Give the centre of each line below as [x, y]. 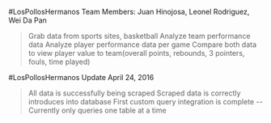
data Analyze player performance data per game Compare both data [142, 45]
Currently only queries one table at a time [97, 110]
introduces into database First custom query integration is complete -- [145, 102]
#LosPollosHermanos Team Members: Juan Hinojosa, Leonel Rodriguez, [129, 12]
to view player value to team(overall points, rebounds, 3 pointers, [136, 53]
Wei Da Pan [28, 20]
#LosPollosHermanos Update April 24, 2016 [81, 77]
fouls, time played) [59, 61]
